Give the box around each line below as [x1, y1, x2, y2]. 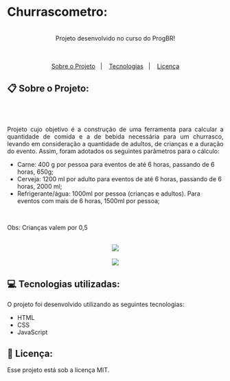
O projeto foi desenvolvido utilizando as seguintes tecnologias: [7, 300, 185, 308]
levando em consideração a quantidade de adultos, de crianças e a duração [7, 139, 224, 148]
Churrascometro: [7, 4, 108, 20]
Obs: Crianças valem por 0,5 [7, 223, 88, 231]
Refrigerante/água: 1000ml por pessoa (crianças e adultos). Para [16, 189, 200, 198]
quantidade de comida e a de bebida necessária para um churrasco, [7, 132, 224, 141]
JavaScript [16, 327, 48, 336]
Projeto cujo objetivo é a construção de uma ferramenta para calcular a [7, 125, 224, 133]
